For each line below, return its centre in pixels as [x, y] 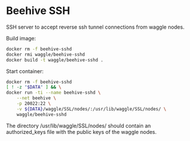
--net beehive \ [37, 98]
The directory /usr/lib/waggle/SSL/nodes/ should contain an [79, 125]
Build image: [21, 38]
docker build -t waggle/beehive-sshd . [55, 60]
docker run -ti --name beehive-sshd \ [53, 93]
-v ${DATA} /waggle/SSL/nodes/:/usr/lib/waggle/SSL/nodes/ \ [91, 109]
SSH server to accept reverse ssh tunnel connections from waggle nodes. [95, 27]
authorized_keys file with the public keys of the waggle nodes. [82, 132]
